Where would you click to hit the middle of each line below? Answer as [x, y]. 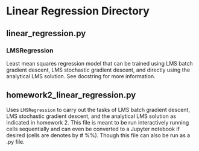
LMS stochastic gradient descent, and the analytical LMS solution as [91, 116]
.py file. [16, 141]
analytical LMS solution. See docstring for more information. [81, 76]
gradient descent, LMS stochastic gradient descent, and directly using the [98, 70]
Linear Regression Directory [78, 11]
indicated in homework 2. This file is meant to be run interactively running [98, 122]
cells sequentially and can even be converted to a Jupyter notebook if [93, 129]
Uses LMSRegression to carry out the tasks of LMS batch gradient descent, [98, 109]
